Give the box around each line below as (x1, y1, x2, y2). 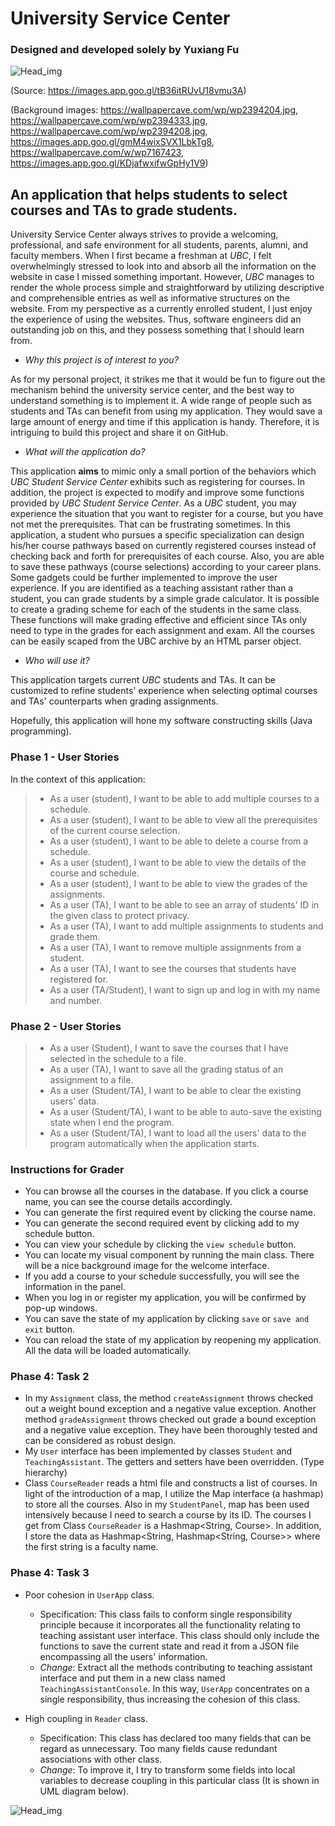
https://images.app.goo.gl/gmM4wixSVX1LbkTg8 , (10, 136, 215, 148)
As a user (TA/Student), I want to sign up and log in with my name (49, 983, 321, 996)
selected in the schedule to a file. (49, 1052, 187, 1064)
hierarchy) (24, 1467, 68, 1479)
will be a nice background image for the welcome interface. (24, 1260, 270, 1272)
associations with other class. (39, 1753, 163, 1765)
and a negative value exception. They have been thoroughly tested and (24, 1424, 318, 1436)
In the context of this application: (10, 773, 146, 785)
